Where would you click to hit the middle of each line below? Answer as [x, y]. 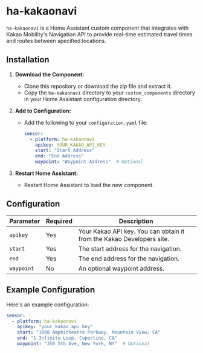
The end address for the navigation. [129, 259]
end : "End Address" [60, 156]
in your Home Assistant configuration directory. [83, 99]
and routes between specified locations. [56, 41]
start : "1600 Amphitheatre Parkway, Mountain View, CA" [89, 332]
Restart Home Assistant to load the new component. [89, 185]
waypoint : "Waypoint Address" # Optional [89, 162]
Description [136, 221]
